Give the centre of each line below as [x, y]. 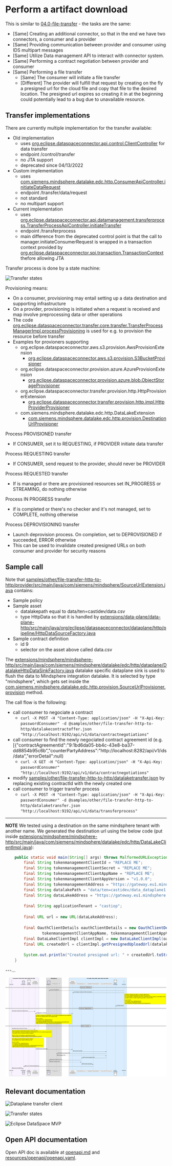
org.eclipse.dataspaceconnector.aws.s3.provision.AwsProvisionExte [92, 347]
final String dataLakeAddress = [58, 895]
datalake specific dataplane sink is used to [120, 670]
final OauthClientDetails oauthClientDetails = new [80, 928]
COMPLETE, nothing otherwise [45, 514]
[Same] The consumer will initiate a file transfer [70, 77]
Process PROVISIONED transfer [38, 434]
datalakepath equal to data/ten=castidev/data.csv [73, 611]
